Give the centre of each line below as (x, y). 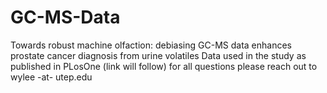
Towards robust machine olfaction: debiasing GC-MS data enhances (151, 45)
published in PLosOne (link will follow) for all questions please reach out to (164, 66)
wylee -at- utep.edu (51, 77)
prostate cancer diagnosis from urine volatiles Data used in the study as (158, 55)
